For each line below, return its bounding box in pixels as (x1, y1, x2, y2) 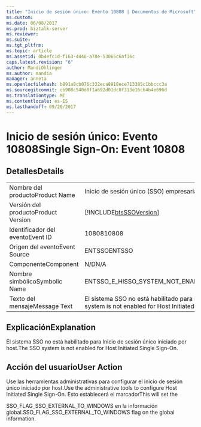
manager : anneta (6, 76, 47, 82)
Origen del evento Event (9, 243, 75, 251)
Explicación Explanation (6, 322, 96, 332)
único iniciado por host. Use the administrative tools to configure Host (6, 384, 178, 392)
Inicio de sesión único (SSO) (84, 187, 165, 195)
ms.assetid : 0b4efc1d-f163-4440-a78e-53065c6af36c (6, 53, 135, 59)
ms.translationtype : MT (6, 92, 66, 98)
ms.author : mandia (6, 70, 52, 76)
